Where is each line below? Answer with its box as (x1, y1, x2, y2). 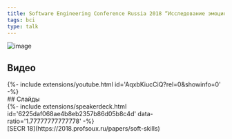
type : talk (7, 23, 39, 30)
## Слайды (7, 95, 40, 104)
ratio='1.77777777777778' (7, 117, 81, 125)
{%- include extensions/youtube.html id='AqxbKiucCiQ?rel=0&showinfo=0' (7, 80, 221, 89)
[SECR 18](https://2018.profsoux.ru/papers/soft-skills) (7, 124, 160, 133)
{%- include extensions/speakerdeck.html (7, 102, 127, 111)
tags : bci (7, 17, 36, 24)
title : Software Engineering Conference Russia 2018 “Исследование (7, 10, 206, 17)
